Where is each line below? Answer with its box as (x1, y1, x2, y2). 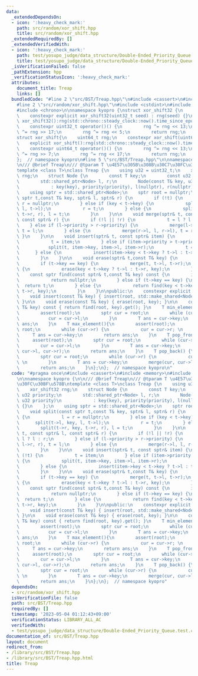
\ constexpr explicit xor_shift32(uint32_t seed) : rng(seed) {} (16, 113, 189, 118)
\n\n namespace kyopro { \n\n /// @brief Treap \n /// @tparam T (16, 375, 167, 382)
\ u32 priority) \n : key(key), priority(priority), (16, 398, 176, 404)
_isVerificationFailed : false (11, 63, 85, 70)
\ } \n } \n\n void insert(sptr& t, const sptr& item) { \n (16, 233, 176, 239)
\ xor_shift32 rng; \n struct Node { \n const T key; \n (16, 387, 186, 393)
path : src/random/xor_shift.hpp (16, 25, 96, 31)
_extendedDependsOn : (11, 14, 62, 20)
